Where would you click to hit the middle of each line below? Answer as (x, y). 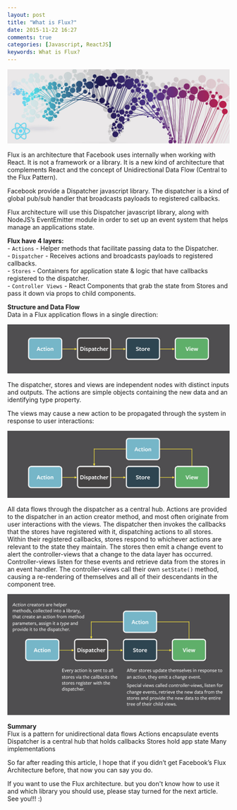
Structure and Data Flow (43, 306)
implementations (32, 749)
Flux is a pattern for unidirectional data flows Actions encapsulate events (113, 734)
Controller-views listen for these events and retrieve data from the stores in (116, 561)
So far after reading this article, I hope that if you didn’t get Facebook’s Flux (117, 762)
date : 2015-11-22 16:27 (42, 30)
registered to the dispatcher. (48, 278)
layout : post (26, 15)
